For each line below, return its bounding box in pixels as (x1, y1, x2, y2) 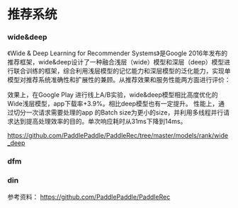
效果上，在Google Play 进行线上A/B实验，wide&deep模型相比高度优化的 (7, 91, 218, 99)
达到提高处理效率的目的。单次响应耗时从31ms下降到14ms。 (13, 117, 187, 126)
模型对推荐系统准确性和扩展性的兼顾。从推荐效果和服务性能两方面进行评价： (7, 76, 231, 84)
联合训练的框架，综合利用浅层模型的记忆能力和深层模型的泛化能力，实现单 (13, 67, 231, 75)
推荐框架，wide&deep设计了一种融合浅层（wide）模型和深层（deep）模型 (7, 58, 225, 67)
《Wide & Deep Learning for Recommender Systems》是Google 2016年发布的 (7, 49, 228, 57)
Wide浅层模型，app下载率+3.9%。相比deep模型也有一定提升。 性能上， (7, 100, 219, 108)
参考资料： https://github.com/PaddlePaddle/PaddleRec (7, 192, 171, 201)
